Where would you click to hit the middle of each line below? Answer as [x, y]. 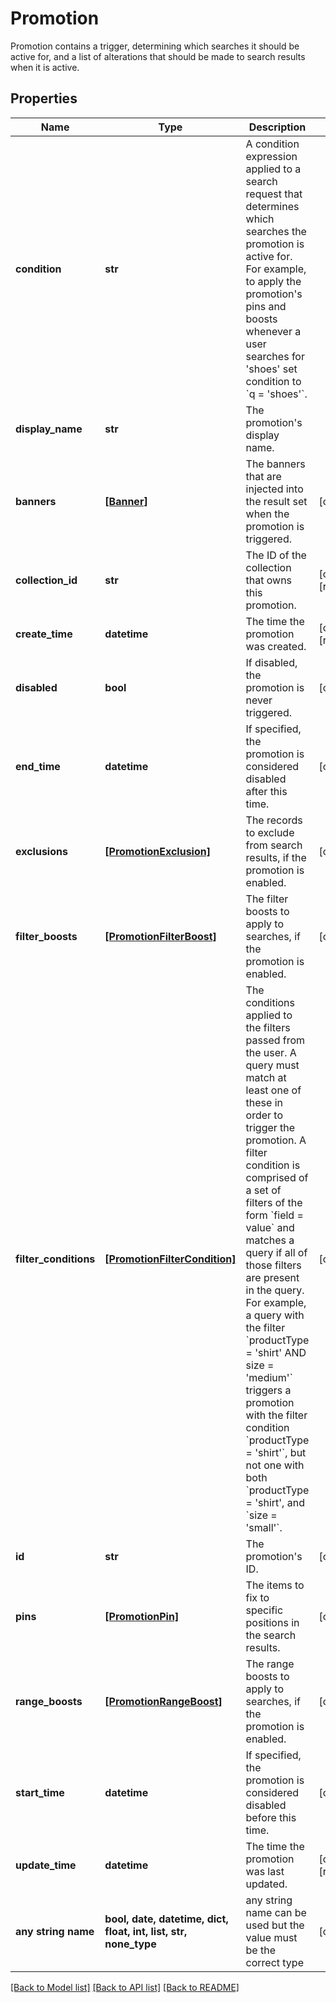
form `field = [274, 1215]
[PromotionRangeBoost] [163, 1701]
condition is [273, 1165]
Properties [44, 98]
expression [271, 156]
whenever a [273, 331]
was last [265, 1871]
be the [260, 1950]
